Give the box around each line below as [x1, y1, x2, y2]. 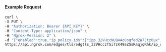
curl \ [4, 15, 18, 20]
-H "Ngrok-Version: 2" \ [4, 33, 56, 38]
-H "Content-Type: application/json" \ [4, 28, 87, 33]
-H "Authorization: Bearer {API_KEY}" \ [4, 24, 90, 29]
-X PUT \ [4, 20, 23, 25]
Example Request [4, 4, 42, 10]
